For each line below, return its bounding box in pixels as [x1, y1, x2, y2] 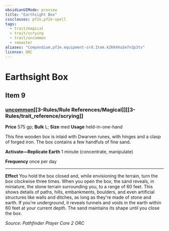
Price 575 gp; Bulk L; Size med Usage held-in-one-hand [5, 124, 123, 130]
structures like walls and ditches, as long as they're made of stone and [5, 194, 151, 200]
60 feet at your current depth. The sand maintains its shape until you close [5, 205, 160, 211]
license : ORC [5, 49, 33, 54]
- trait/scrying [10, 31, 44, 36]
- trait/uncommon [10, 36, 46, 41]
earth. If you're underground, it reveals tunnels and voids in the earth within [5, 200, 162, 206]
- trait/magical [10, 26, 44, 31]
